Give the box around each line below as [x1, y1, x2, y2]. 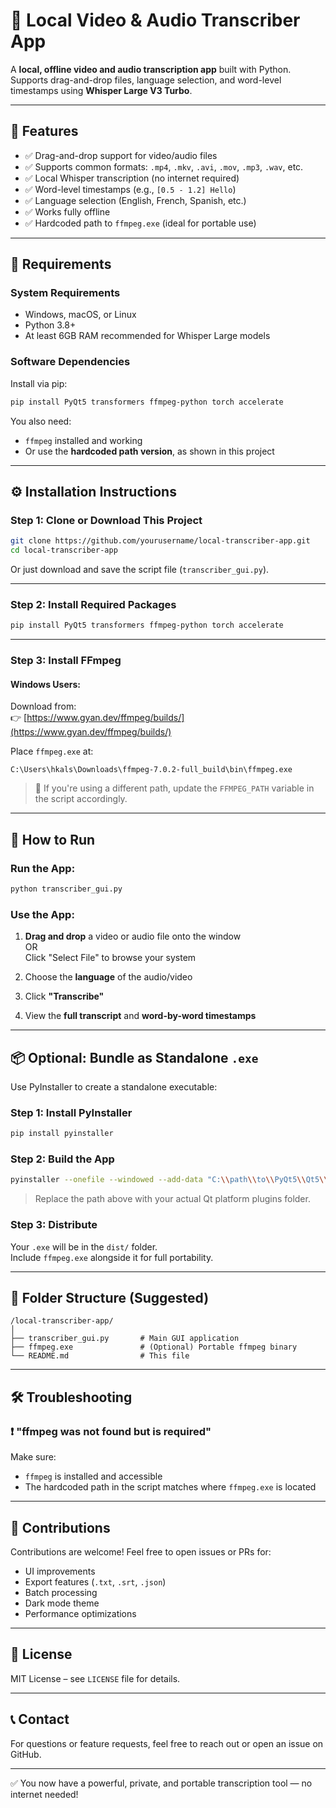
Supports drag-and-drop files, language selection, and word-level [10, 74, 282, 86]
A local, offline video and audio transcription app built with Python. [10, 63, 292, 75]
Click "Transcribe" [24, 990, 105, 1003]
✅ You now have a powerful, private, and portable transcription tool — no [10, 1777, 313, 1789]
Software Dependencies [10, 355, 131, 369]
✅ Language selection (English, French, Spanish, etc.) [24, 194, 247, 206]
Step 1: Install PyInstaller [10, 1105, 133, 1119]
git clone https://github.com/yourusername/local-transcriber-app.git [10, 536, 311, 546]
